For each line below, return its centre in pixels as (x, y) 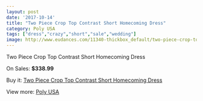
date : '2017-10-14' (31, 17)
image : (14, 40)
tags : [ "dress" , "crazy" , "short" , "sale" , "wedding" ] (71, 34)
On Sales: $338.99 (30, 69)
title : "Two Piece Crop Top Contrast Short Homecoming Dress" (86, 23)
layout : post (23, 12)
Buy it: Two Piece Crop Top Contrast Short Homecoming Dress (84, 80)
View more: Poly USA (33, 92)
